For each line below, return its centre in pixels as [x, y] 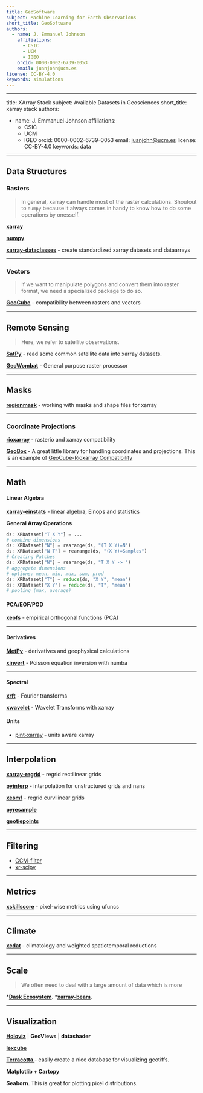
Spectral [17, 682]
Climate [21, 931]
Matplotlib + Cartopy [33, 1071]
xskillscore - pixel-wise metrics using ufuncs [63, 906]
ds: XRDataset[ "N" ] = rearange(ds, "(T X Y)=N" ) [69, 546]
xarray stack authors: [33, 109]
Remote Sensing [38, 327]
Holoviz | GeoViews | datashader [48, 1036]
